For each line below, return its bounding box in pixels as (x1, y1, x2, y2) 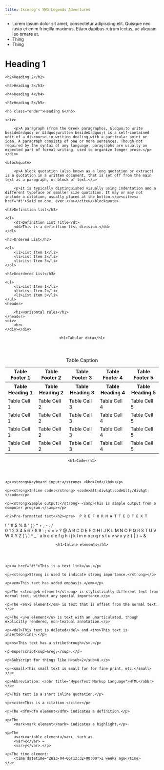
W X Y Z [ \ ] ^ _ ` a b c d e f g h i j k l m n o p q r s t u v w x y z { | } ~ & (5, 533, 146, 538)
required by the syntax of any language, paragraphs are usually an (5, 143, 147, 148)
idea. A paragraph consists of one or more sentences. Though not (5, 139, 143, 144)
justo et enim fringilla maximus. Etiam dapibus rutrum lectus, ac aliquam (12, 25, 157, 32)
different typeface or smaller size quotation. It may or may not (5, 190, 143, 195)
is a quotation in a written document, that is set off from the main (5, 173, 152, 178)
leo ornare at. (12, 31, 40, 37)
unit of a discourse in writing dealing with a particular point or (5, 134, 147, 139)
